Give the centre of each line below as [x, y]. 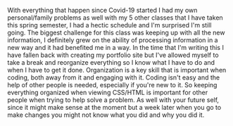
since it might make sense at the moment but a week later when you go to [114, 107]
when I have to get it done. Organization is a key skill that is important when [117, 70]
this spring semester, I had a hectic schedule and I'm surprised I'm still [109, 25]
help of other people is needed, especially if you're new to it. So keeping [112, 85]
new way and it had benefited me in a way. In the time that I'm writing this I [115, 48]
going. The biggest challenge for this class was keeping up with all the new [116, 32]
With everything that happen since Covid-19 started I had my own [102, 10]
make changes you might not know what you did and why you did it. [106, 115]
